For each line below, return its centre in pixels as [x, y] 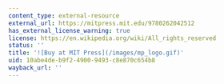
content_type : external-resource [64, 16]
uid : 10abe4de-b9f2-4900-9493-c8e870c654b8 [82, 61]
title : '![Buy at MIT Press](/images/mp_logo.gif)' [96, 53]
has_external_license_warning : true [69, 30]
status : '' [26, 46]
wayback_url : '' [35, 68]
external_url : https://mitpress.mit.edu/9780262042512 [102, 23]
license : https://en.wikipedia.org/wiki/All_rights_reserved [112, 38]
